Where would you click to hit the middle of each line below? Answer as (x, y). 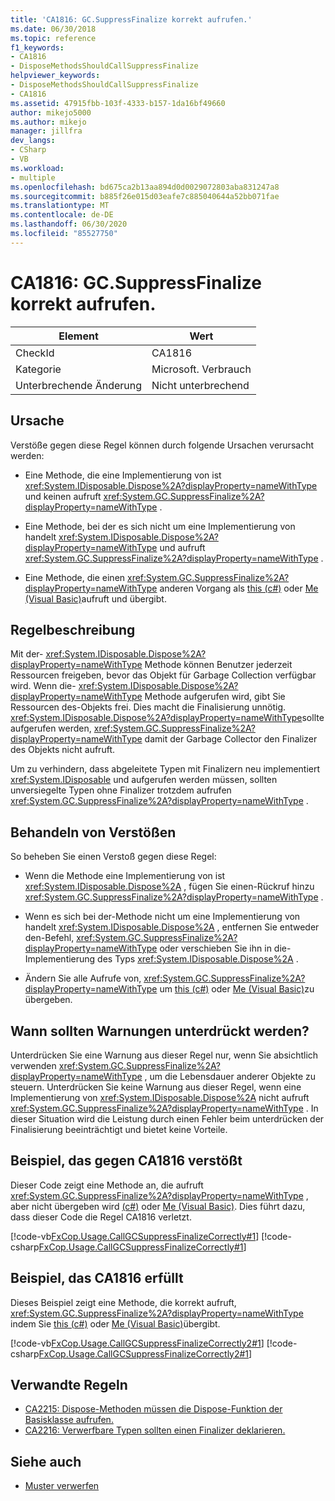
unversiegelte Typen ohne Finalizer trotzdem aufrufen (121, 790)
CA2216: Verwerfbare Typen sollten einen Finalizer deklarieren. (155, 1430)
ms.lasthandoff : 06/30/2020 (69, 224)
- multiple (33, 177)
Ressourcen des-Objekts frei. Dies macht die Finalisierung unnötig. (148, 707)
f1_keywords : (37, 47)
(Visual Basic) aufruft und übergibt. (95, 598)
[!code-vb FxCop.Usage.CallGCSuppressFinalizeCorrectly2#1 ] (137, 1343)
